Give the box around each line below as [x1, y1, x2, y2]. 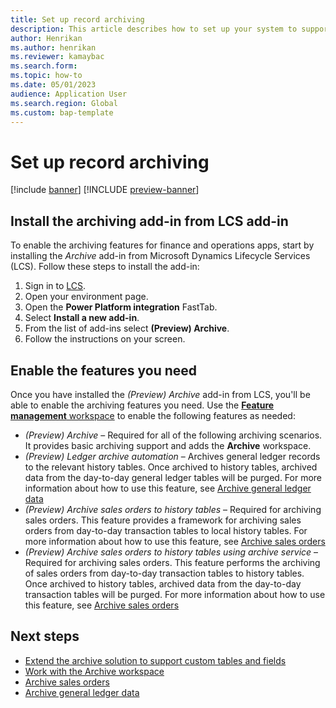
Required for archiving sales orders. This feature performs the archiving [24, 556, 321, 568]
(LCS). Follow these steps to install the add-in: [10, 261, 200, 273]
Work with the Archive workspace [24, 665, 165, 677]
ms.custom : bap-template [10, 107, 114, 118]
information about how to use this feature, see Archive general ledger [24, 482, 312, 494]
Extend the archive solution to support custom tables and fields [24, 654, 287, 666]
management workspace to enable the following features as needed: [10, 409, 296, 421]
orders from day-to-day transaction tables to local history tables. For [24, 524, 308, 536]
